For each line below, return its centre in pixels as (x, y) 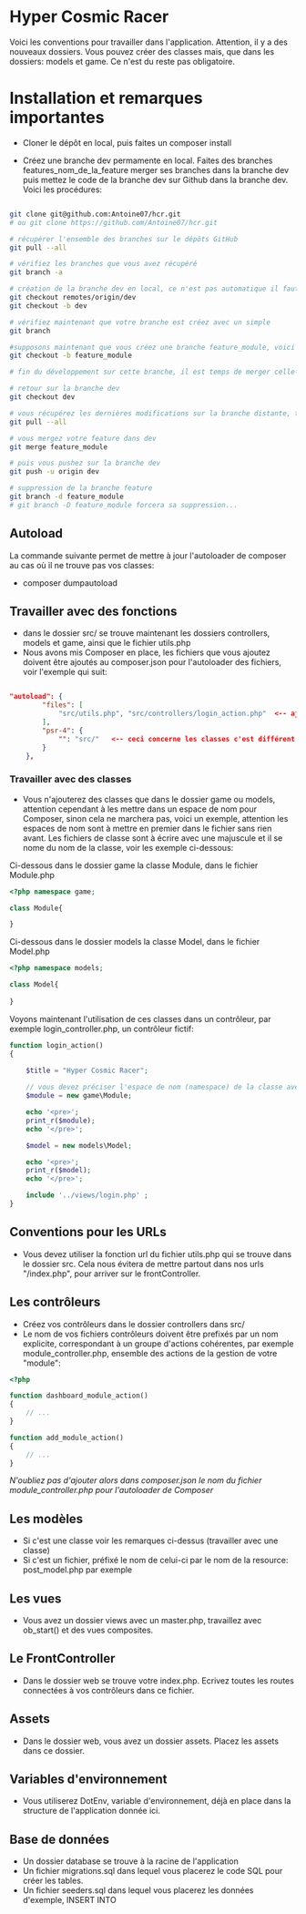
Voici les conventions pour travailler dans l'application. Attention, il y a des (149, 42)
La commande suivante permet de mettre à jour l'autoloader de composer (148, 555)
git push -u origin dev (55, 472)
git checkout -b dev (49, 306)
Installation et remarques (106, 98)
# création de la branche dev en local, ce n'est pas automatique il (144, 289)
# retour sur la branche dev (65, 389)
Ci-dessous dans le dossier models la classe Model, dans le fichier (135, 942)
